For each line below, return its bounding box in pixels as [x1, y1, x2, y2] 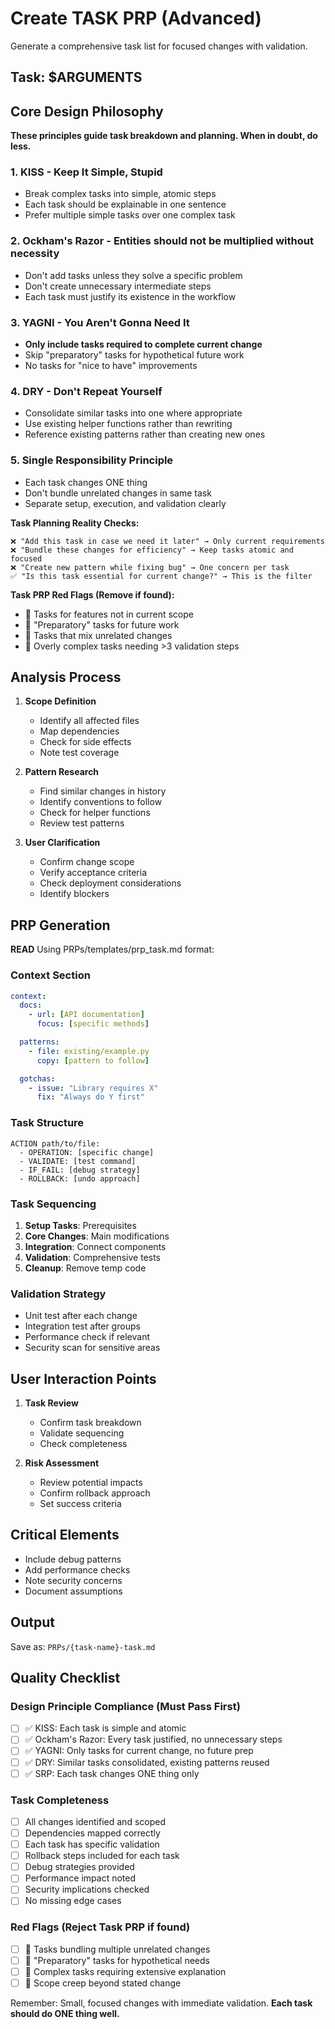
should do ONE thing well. [10, 2007, 120, 2019]
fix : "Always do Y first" [36, 1092, 145, 1102]
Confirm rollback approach [39, 1487, 151, 1499]
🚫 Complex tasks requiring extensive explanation [24, 1965, 227, 1977]
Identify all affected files [39, 715, 140, 727]
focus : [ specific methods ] [36, 1019, 150, 1029]
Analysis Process [10, 669, 122, 686]
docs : [19, 1000, 43, 1011]
